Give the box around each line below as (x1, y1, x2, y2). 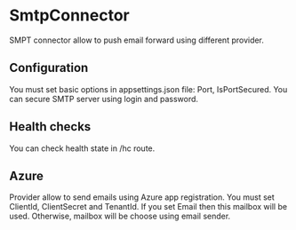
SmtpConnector (9, 5, 131, 26)
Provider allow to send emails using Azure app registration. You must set (9, 192, 276, 202)
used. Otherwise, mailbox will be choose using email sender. (9, 210, 231, 222)
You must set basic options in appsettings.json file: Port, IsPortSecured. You (9, 83, 288, 94)
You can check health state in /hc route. (9, 143, 156, 154)
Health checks (9, 119, 92, 134)
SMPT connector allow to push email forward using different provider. (9, 35, 265, 45)
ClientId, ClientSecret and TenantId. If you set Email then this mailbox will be (9, 202, 287, 212)
